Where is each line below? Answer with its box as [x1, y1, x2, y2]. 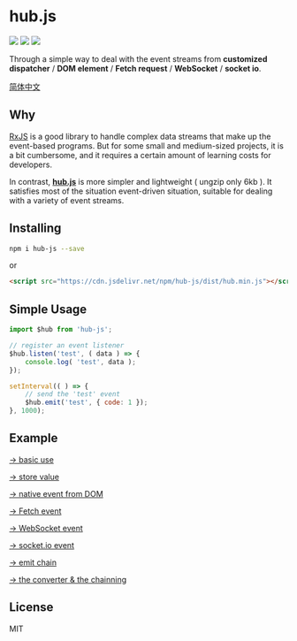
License [9, 599, 54, 615]
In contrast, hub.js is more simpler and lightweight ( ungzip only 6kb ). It [9, 176, 272, 187]
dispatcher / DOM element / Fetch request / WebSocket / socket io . [9, 63, 262, 73]
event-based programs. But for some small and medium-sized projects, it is [9, 140, 285, 151]
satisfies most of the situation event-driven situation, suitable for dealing [9, 186, 273, 196]
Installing [9, 221, 62, 236]
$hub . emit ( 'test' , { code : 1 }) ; [25, 398, 148, 408]
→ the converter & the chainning [9, 574, 127, 584]
